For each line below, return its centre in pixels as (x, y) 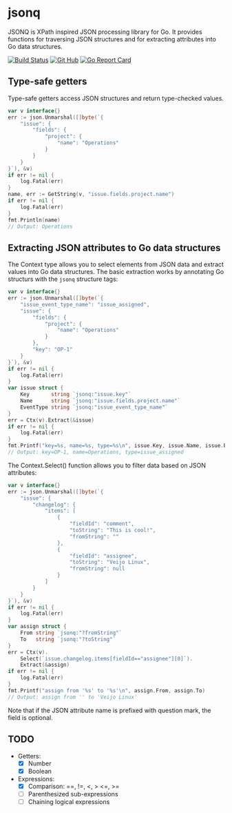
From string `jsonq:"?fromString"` (71, 633)
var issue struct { (36, 388)
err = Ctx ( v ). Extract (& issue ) (51, 420)
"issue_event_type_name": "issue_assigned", (85, 304)
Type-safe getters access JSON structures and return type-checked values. (116, 98)
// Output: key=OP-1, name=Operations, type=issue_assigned (96, 452)
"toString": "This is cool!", (113, 530)
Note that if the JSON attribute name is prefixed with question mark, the (110, 710)
